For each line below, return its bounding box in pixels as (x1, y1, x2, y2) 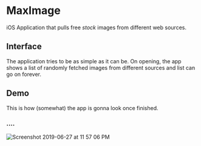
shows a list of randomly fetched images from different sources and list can (6, 64, 196, 71)
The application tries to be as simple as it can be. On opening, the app (6, 57, 182, 64)
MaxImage (6, 4, 61, 18)
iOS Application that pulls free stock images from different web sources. (6, 24, 187, 31)
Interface (6, 41, 42, 52)
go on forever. (6, 71, 41, 78)
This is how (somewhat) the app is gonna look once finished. (6, 104, 159, 111)
